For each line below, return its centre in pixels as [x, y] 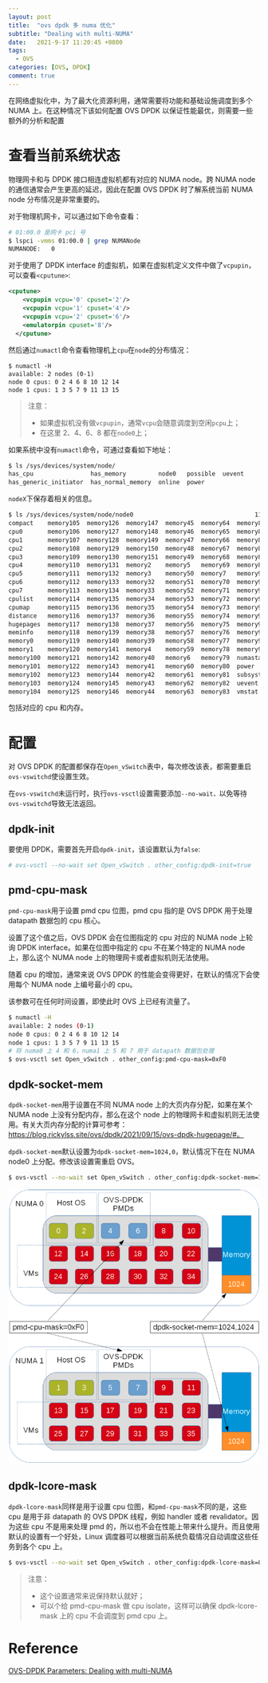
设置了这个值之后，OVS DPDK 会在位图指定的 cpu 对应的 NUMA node [123, 937]
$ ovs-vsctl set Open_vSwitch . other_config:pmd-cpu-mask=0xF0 [117, 1060]
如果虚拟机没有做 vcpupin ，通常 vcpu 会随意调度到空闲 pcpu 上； [140, 422]
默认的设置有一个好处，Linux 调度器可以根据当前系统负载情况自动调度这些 [130, 1536]
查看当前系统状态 [65, 155]
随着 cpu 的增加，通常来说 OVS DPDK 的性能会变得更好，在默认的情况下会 [130, 974]
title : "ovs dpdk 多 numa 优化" [62, 25]
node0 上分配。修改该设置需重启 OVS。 [73, 1161]
